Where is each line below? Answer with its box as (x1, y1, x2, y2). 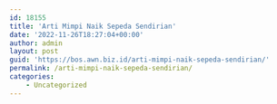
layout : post (9, 47, 59, 56)
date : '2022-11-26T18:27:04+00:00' (9, 30, 144, 39)
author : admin (9, 38, 64, 48)
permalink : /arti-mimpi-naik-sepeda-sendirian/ (9, 64, 193, 73)
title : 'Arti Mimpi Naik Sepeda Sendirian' (9, 22, 177, 31)
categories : (9, 72, 54, 81)
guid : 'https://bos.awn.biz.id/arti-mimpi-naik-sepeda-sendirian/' (9, 55, 271, 64)
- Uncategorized (25, 80, 88, 90)
